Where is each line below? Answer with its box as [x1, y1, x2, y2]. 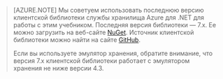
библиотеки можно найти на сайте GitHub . [13, 36, 141, 44]
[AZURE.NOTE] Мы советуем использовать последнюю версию [13, 6, 204, 14]
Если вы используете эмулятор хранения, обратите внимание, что [13, 49, 213, 57]
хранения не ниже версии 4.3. [13, 64, 104, 72]
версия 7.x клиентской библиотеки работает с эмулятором [13, 57, 190, 65]
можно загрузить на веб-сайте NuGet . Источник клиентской [13, 28, 194, 36]
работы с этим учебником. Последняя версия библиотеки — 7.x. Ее [13, 21, 217, 29]
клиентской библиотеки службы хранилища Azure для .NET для [13, 13, 204, 22]
